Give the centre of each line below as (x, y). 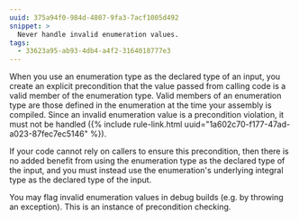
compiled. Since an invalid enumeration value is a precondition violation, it (147, 115)
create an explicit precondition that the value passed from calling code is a (148, 86)
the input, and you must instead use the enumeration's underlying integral (146, 171)
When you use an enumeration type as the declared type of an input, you (145, 76)
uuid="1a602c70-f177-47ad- (237, 124)
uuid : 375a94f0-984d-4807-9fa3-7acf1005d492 (94, 18)
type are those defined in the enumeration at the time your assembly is (140, 105)
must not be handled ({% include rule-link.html (96, 124)
